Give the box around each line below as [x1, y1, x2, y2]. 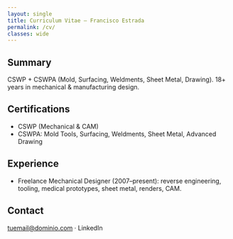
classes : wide [7, 30, 50, 38]
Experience [7, 157, 59, 170]
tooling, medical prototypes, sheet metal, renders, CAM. [17, 184, 182, 192]
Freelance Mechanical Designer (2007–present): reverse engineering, [17, 177, 222, 185]
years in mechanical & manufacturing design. [7, 83, 140, 91]
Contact [7, 205, 44, 217]
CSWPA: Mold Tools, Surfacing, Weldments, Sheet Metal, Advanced [17, 129, 217, 138]
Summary [7, 56, 52, 68]
